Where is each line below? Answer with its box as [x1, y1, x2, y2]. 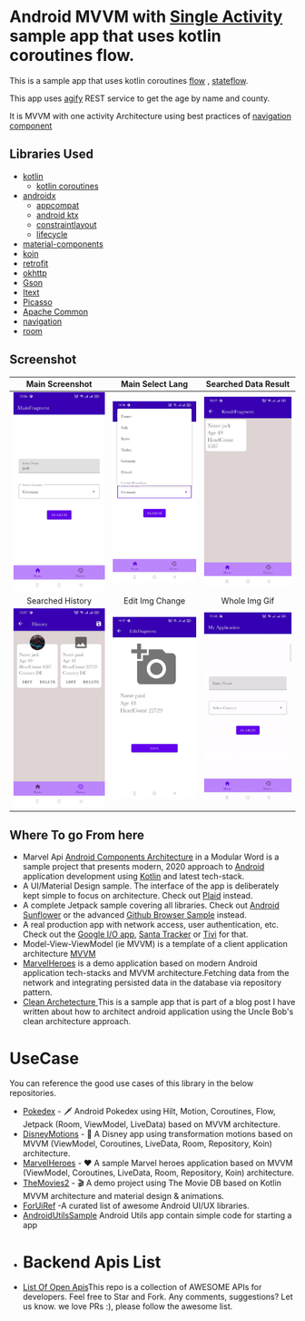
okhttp [22, 267, 47, 279]
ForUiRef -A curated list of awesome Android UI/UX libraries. [22, 1200, 250, 1212]
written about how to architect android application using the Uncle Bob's [22, 1006, 294, 1017]
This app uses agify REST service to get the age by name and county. [9, 93, 271, 104]
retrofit [22, 258, 49, 269]
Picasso [22, 296, 53, 307]
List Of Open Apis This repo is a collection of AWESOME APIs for [22, 1282, 262, 1293]
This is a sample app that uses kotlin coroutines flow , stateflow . [9, 75, 249, 86]
